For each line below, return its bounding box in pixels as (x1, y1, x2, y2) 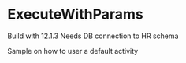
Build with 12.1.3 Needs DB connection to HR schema (7, 31, 179, 40)
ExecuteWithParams (7, 5, 143, 23)
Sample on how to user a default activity (7, 46, 139, 55)
